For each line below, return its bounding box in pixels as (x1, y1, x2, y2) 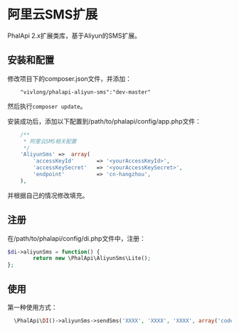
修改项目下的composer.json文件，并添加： (7, 74, 132, 82)
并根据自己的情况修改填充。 (7, 191, 89, 200)
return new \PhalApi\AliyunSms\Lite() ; (33, 255, 152, 262)
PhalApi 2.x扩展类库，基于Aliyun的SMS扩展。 (7, 31, 141, 40)
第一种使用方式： (7, 303, 58, 311)
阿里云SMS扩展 (7, 6, 98, 23)
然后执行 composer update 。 (7, 102, 87, 110)
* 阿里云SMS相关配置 (23, 138, 77, 145)
